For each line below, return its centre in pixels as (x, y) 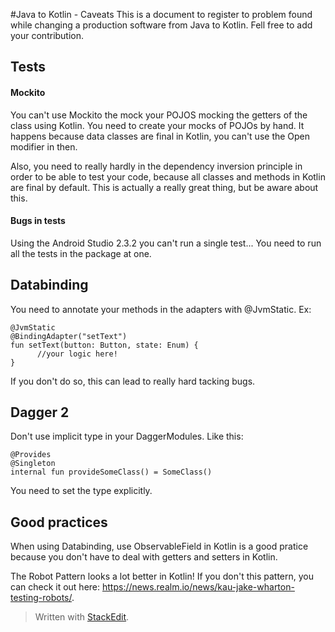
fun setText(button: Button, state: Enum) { (104, 345)
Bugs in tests (38, 221)
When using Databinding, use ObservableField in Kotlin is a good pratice (159, 546)
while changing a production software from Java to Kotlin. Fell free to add (161, 25)
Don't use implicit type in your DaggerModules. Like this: (127, 436)
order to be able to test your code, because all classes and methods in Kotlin (168, 176)
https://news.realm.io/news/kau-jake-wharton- (198, 587)
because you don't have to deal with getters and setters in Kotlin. (144, 557)
